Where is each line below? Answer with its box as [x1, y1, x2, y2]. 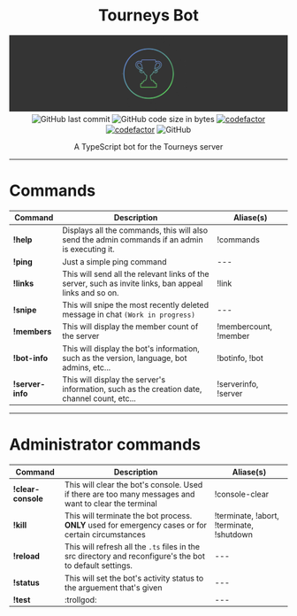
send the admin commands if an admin [62, 235, 203, 245]
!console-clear [214, 489, 270, 499]
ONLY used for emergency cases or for [65, 520, 208, 531]
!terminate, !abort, [214, 511, 280, 521]
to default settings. [65, 560, 133, 571]
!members [12, 326, 52, 336]
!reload [12, 551, 40, 562]
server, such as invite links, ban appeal [62, 278, 203, 289]
